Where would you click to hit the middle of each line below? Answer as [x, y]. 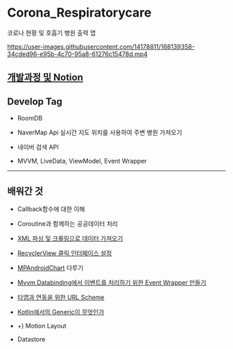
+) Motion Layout [42, 325]
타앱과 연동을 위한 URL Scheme [61, 297]
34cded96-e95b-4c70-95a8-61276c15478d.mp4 [77, 54]
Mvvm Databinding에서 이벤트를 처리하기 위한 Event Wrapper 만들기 [112, 283]
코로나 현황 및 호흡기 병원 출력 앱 [51, 33]
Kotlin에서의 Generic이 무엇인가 [61, 312]
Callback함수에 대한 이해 [51, 208]
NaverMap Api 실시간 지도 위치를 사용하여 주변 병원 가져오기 [100, 132]
